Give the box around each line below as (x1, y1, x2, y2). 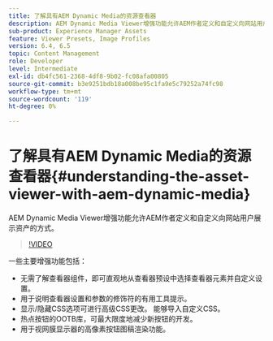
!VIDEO (28, 240, 53, 249)
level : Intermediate (8, 65, 79, 73)
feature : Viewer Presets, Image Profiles (8, 34, 151, 43)
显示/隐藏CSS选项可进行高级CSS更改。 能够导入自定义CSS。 (19, 304, 225, 313)
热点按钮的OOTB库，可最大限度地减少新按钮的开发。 (19, 314, 197, 324)
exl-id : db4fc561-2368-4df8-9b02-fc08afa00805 (8, 72, 169, 80)
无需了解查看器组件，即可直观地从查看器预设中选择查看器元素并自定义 (19, 274, 256, 283)
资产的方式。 (15, 223, 58, 233)
